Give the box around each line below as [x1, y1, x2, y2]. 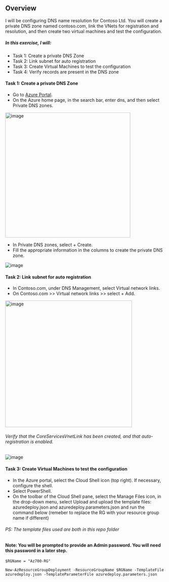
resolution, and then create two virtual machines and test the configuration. [5, 28, 162, 34]
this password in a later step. [5, 547, 67, 554]
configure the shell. [12, 482, 53, 488]
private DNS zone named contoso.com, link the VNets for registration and [5, 23, 159, 29]
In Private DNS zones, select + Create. [12, 242, 93, 248]
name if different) [12, 515, 49, 521]
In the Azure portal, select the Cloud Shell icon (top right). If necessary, [12, 477, 161, 483]
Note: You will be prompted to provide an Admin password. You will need [5, 542, 161, 548]
